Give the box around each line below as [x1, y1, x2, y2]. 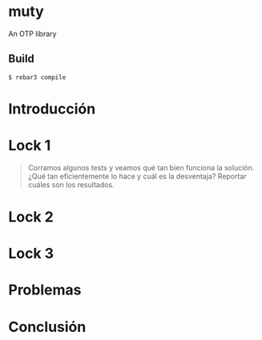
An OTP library [8, 29, 57, 38]
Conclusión [8, 318, 87, 336]
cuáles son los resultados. [27, 179, 115, 190]
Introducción [8, 99, 96, 118]
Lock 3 [8, 245, 54, 262]
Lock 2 [8, 208, 54, 226]
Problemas [8, 281, 82, 299]
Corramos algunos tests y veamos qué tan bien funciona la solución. [27, 162, 255, 172]
